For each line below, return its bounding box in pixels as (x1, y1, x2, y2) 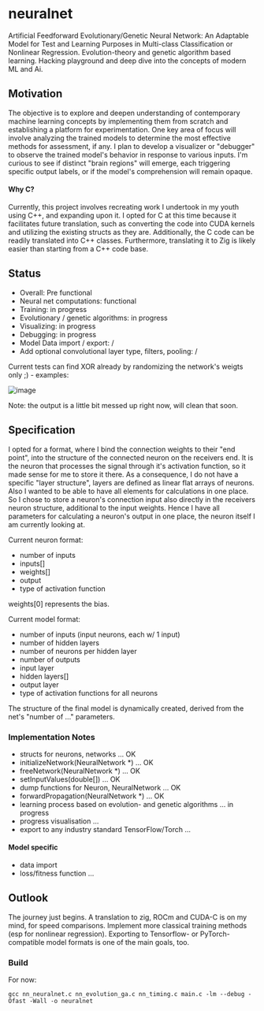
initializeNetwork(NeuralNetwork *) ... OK (19, 757, 154, 767)
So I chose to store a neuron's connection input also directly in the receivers (8, 494, 256, 504)
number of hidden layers (19, 637, 100, 647)
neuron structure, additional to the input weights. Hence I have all (8, 503, 221, 512)
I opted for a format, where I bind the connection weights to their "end (8, 444, 236, 454)
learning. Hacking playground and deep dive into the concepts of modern (8, 56, 247, 65)
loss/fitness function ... (19, 868, 95, 879)
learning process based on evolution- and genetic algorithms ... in (19, 799, 234, 808)
